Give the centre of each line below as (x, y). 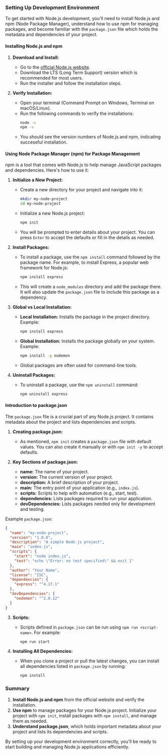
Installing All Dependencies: (43, 651)
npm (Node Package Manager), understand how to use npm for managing (82, 24)
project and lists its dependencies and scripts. (60, 731)
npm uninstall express (44, 394)
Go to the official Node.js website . (55, 67)
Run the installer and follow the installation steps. (71, 83)
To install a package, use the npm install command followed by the (90, 257)
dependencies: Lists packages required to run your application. (86, 498)
